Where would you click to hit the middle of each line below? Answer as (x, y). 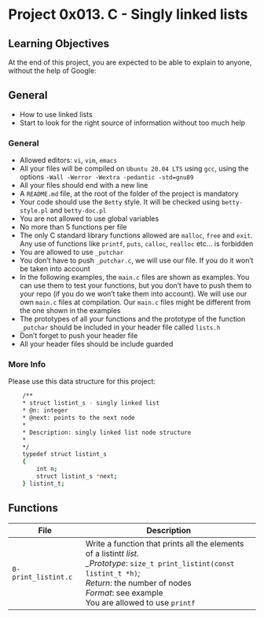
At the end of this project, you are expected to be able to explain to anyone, (130, 62)
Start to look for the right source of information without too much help (132, 123)
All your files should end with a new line (84, 186)
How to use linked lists (56, 114)
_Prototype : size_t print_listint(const (160, 563)
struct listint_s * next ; (77, 476)
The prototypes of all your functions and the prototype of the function (132, 319)
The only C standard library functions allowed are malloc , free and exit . (136, 235)
